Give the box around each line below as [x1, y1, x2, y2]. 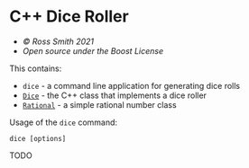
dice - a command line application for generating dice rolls [22, 80, 241, 91]
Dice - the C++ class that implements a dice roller [22, 90, 207, 101]
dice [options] [9, 134, 67, 143]
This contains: [9, 63, 62, 74]
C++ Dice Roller [9, 6, 129, 27]
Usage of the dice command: [9, 117, 118, 128]
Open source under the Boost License [22, 45, 164, 56]
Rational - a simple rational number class [22, 99, 178, 110]
